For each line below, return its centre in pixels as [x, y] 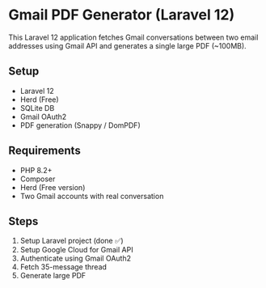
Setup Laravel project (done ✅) [72, 241]
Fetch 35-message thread [63, 267]
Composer [38, 179]
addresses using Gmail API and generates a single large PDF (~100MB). [127, 45]
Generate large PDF [53, 276]
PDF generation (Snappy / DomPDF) [80, 125]
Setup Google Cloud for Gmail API [76, 250]
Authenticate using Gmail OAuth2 [76, 258]
